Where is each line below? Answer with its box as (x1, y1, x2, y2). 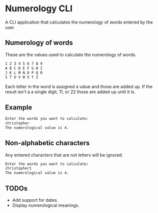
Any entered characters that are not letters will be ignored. (5, 152, 124, 158)
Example (5, 103, 32, 111)
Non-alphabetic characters (5, 139, 90, 147)
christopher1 (5, 166, 32, 171)
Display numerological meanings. (12, 202, 79, 208)
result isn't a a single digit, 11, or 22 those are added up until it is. (5, 89, 136, 95)
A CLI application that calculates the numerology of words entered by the (5, 19, 153, 25)
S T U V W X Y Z (5, 75, 38, 80)
